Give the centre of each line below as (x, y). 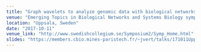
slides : (16, 39)
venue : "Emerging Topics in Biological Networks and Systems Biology (95, 17)
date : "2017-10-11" (31, 28)
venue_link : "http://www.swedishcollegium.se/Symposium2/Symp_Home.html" (100, 34)
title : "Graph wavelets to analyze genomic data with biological (89, 12)
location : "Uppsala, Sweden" (42, 23)
